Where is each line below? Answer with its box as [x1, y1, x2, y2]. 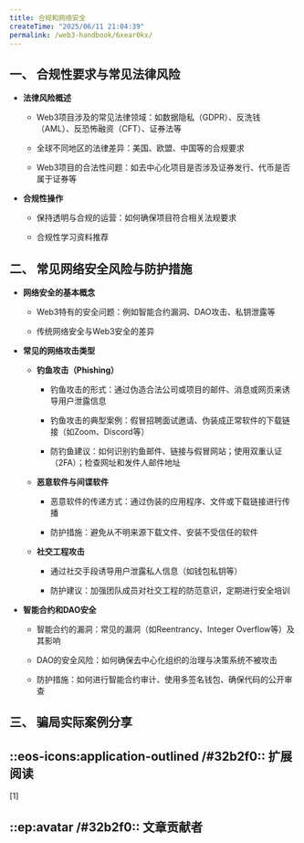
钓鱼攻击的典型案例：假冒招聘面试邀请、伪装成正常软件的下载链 [49, 415, 290, 426]
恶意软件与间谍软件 [36, 477, 110, 487]
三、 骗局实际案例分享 [9, 714, 132, 731]
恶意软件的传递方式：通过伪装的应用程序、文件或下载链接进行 [49, 496, 283, 507]
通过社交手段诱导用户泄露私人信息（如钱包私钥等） [49, 565, 243, 576]
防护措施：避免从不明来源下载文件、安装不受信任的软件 [49, 527, 258, 537]
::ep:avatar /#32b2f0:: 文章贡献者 [9, 819, 204, 835]
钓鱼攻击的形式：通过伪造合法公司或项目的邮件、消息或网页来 [49, 385, 283, 395]
